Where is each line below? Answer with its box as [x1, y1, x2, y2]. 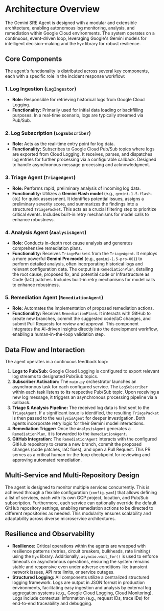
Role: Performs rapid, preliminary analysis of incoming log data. [12, 185, 141, 191]
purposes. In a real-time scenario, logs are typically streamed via [12, 112, 143, 118]
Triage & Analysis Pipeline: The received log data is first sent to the [12, 405, 150, 411]
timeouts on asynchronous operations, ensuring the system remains [12, 558, 150, 564]
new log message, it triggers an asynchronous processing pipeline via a [12, 394, 158, 400]
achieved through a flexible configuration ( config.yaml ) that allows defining [5, 489, 157, 495]
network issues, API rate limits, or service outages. [12, 569, 115, 575]
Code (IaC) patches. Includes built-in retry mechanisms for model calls [12, 276, 155, 282]
